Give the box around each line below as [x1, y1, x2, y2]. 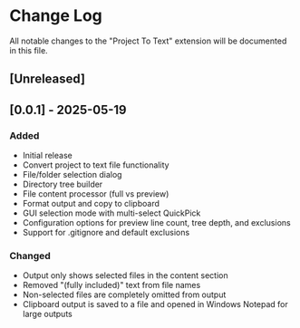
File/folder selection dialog [22, 169, 122, 180]
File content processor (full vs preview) [22, 188, 169, 199]
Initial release [22, 150, 73, 161]
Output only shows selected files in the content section [22, 270, 228, 281]
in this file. [9, 44, 48, 55]
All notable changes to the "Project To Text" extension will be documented [9, 35, 287, 46]
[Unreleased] [9, 72, 86, 87]
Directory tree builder [22, 178, 103, 190]
